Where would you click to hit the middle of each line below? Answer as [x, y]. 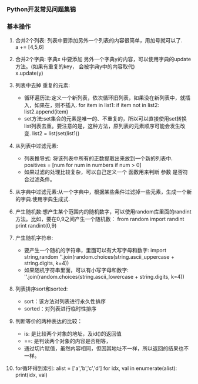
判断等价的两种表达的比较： [49, 321]
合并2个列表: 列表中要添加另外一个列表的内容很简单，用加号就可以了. [99, 41]
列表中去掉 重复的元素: [42, 85]
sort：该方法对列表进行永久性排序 [65, 302]
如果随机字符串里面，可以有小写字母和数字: [76, 270]
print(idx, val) [31, 375]
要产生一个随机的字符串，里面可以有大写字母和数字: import [95, 251]
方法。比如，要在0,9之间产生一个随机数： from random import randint [100, 219]
